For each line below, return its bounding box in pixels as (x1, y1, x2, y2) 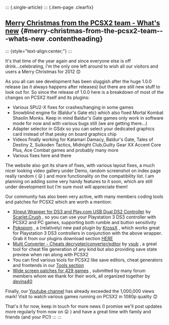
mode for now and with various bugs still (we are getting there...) (12, 120, 147, 126)
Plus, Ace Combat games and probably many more (12, 147, 119, 153)
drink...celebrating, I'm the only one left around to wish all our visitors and (5, 63, 158, 69)
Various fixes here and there (12, 152, 72, 158)
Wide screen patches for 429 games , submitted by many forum (12, 267, 146, 274)
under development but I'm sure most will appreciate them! (5, 184, 128, 190)
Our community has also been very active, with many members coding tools (5, 193, 163, 199)
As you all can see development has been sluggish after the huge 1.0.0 (5, 78, 152, 84)
